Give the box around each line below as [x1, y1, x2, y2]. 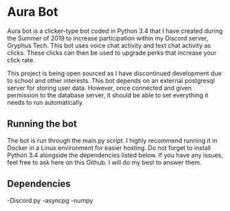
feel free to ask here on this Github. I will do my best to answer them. [7, 158, 202, 166]
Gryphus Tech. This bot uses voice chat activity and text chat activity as [7, 41, 211, 49]
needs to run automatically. [7, 98, 84, 106]
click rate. [7, 55, 36, 64]
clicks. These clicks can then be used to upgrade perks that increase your [7, 49, 217, 57]
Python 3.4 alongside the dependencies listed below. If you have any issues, [7, 151, 223, 159]
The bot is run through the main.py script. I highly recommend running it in [7, 136, 218, 145]
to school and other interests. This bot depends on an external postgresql [7, 76, 215, 84]
